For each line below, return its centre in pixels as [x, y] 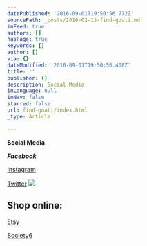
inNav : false [26, 98]
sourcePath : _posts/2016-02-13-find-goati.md [73, 20]
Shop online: [35, 205]
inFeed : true [26, 26]
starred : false [29, 104]
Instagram [21, 169]
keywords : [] [26, 46]
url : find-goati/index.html [48, 110]
